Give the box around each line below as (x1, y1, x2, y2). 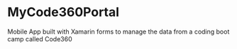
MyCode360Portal (7, 4, 119, 20)
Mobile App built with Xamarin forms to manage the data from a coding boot (7, 27, 230, 36)
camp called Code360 (7, 34, 72, 43)
